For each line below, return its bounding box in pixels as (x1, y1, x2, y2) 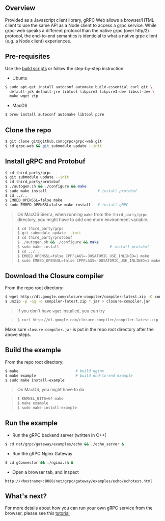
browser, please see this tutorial (5, 510, 70, 516)
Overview (5, 4, 36, 12)
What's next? (5, 492, 47, 500)
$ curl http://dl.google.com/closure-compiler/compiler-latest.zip (17, 318, 158, 323)
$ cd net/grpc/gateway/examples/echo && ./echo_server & (5, 442, 124, 447)
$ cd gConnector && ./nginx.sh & (5, 460, 74, 465)
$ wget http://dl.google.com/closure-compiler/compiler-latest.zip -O (5, 295, 153, 299)
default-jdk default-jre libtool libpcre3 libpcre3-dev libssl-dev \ (9, 89, 155, 94)
